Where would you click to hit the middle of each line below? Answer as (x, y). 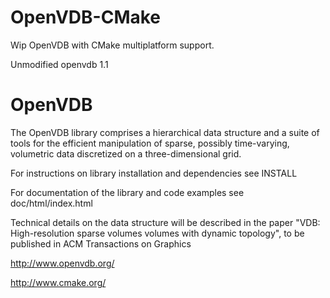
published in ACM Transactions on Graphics (101, 243)
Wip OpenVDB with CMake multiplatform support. (112, 45)
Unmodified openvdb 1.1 (59, 64)
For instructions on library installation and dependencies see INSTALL (154, 173)
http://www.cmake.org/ (58, 282)
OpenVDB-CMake (86, 17)
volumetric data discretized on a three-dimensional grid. (126, 153)
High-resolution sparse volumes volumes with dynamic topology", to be (157, 233)
